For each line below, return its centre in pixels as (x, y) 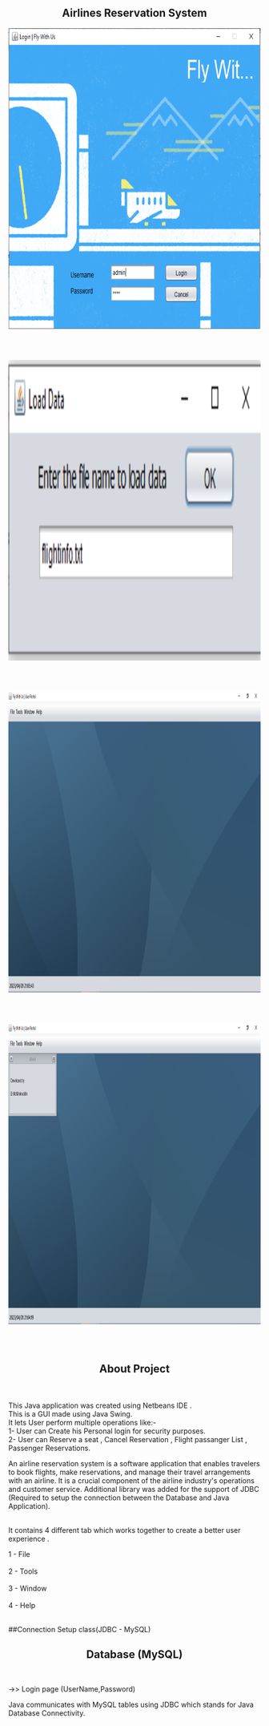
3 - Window (28, 1588)
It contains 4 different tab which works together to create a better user (124, 1530)
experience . (29, 1538)
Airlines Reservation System (134, 13)
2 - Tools (23, 1571)
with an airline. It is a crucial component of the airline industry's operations (131, 1480)
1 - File (19, 1554)
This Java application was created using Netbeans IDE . (100, 1405)
